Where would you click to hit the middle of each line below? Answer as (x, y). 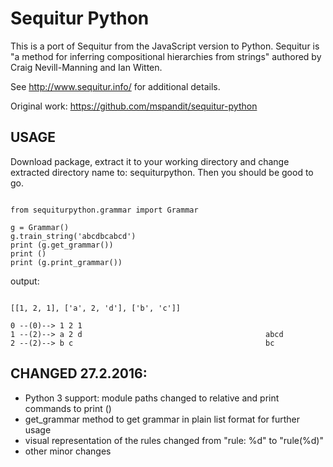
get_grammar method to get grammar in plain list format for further (162, 419)
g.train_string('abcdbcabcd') (73, 236)
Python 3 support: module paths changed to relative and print (152, 398)
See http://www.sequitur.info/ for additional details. (115, 86)
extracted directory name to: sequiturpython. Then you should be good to (162, 172)
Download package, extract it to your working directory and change (150, 161)
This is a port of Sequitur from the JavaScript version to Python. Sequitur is (165, 46)
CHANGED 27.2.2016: (79, 373)
